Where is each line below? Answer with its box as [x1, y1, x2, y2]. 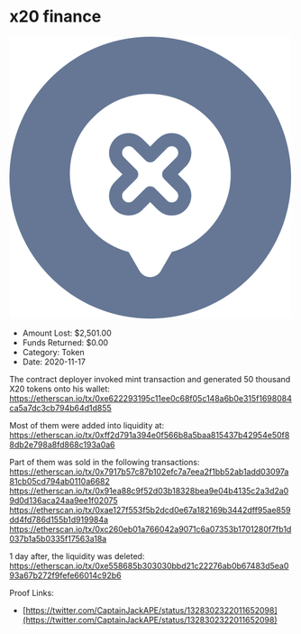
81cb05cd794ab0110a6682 [9, 475, 111, 486]
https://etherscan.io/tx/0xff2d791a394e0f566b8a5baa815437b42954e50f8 [9, 429, 290, 440]
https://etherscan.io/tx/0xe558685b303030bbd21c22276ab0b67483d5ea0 [9, 560, 289, 571]
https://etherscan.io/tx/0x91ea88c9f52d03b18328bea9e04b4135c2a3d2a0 [9, 485, 289, 496]
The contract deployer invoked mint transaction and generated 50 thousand [9, 373, 291, 384]
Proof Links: [9, 587, 54, 598]
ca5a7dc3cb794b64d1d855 [9, 402, 113, 413]
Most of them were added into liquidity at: [9, 419, 165, 430]
